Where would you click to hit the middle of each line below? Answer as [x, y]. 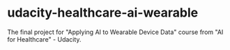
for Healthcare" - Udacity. [44, 39]
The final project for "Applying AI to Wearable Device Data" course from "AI [115, 32]
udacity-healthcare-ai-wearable [103, 13]
